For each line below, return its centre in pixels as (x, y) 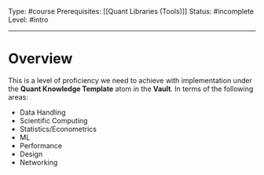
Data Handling (42, 112)
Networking (38, 162)
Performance (41, 145)
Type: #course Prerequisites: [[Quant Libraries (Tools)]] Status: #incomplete (131, 11)
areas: (18, 97)
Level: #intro (28, 20)
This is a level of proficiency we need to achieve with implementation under (130, 80)
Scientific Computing (53, 120)
